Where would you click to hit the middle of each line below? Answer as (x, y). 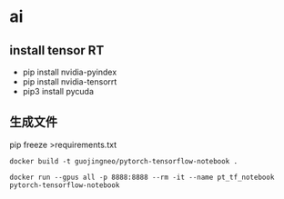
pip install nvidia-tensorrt (70, 82)
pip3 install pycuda (58, 91)
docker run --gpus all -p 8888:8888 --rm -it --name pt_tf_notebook (142, 177)
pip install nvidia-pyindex (70, 72)
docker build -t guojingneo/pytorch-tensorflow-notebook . (124, 161)
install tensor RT (57, 50)
